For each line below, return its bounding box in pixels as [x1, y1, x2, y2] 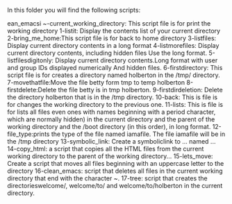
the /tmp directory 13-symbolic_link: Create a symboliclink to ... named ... [7, 137, 216, 145]
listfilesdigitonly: [7, 56, 54, 65]
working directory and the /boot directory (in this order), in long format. [7, 123, 211, 130]
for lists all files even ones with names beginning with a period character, [7, 108, 216, 116]
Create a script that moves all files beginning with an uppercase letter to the [7, 160, 224, 167]
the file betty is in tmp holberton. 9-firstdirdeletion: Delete [58, 86, 224, 94]
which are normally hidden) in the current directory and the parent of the [7, 115, 215, 124]
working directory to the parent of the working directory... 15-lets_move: [7, 152, 213, 160]
